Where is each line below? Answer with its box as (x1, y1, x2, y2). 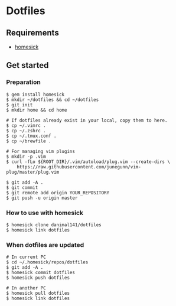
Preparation (6, 78, 41, 86)
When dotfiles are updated (6, 240, 84, 249)
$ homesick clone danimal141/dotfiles (6, 222, 102, 228)
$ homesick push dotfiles (6, 275, 70, 281)
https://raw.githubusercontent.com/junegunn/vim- (17, 164, 142, 170)
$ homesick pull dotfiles (6, 291, 70, 297)
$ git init (6, 102, 33, 108)
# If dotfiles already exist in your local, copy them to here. (6, 117, 168, 123)
